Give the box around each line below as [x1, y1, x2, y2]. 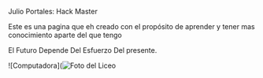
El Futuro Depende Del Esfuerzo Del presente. [8, 46, 157, 54]
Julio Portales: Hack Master [8, 7, 98, 16]
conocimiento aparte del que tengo [8, 31, 122, 39]
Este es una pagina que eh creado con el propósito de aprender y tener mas [8, 22, 255, 31]
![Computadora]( [8, 61, 63, 70]
